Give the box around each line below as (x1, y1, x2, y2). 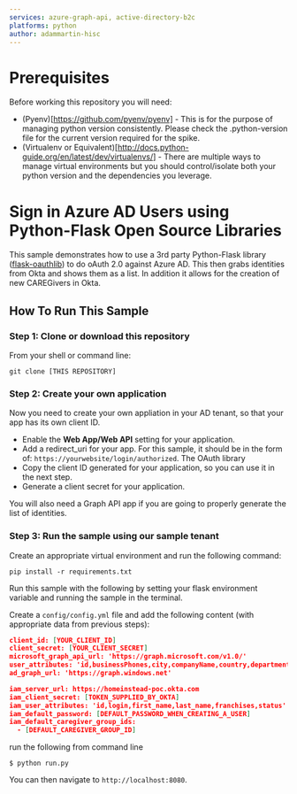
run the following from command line (9, 742, 144, 752)
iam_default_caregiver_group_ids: (9, 718, 137, 727)
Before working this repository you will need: (9, 96, 172, 107)
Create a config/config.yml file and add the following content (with (9, 609, 255, 620)
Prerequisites (9, 67, 110, 88)
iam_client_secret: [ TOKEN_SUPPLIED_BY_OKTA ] (9, 692, 179, 702)
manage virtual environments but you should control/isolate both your (21, 161, 277, 172)
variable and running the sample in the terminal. (9, 592, 183, 603)
